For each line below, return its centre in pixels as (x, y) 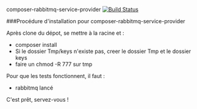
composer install (36, 45)
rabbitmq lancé (34, 88)
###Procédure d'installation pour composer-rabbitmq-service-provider (96, 21)
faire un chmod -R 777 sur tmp (54, 64)
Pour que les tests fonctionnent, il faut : (56, 76)
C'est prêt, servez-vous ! (38, 100)
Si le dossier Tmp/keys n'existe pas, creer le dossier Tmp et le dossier (103, 51)
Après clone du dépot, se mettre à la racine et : (65, 33)
